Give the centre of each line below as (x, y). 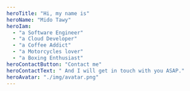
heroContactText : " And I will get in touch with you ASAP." (96, 70)
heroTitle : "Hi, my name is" (48, 13)
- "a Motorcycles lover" (48, 52)
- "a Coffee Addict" (42, 45)
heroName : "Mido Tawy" (39, 20)
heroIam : (19, 26)
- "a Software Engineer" (48, 32)
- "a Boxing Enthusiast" (48, 58)
